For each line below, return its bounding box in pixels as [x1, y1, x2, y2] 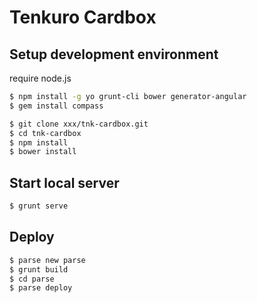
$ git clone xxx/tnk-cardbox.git [9, 119, 149, 129]
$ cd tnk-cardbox [9, 128, 82, 138]
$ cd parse [9, 274, 55, 284]
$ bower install [9, 147, 77, 157]
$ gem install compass [9, 101, 104, 111]
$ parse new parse [9, 255, 86, 265]
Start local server [9, 174, 120, 191]
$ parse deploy [9, 283, 73, 293]
